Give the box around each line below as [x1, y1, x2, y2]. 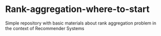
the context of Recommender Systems [5, 25, 84, 31]
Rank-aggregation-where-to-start [5, 3, 150, 15]
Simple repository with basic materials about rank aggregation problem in [5, 20, 156, 26]
